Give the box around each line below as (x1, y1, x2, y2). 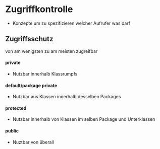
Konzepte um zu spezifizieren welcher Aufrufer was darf (12, 20, 130, 26)
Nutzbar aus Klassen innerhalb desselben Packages (12, 94, 121, 100)
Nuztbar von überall (12, 139, 54, 145)
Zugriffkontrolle (5, 4, 73, 15)
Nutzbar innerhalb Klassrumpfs (12, 70, 78, 77)
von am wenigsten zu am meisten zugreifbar (5, 48, 98, 54)
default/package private (5, 82, 58, 89)
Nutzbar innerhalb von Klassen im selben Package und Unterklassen (12, 116, 155, 122)
